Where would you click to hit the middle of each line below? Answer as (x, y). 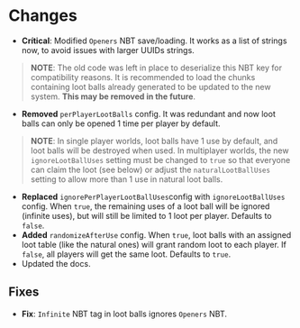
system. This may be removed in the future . (113, 96)
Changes (43, 16)
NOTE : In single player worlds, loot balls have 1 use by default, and (154, 141)
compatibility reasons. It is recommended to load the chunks (143, 77)
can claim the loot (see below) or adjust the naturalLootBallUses (150, 169)
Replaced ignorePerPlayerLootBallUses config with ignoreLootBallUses (153, 196)
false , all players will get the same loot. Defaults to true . (126, 254)
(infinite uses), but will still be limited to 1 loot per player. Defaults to (146, 215)
